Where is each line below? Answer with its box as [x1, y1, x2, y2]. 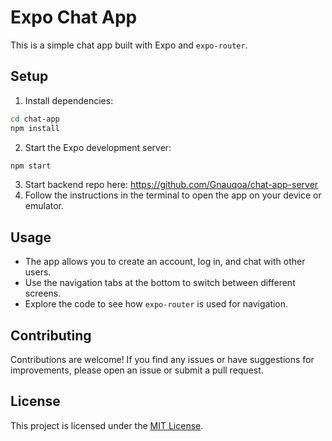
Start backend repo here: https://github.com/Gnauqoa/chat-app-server [24, 179, 319, 191]
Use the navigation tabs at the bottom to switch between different [24, 277, 296, 289]
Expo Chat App [10, 6, 138, 29]
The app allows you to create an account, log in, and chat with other [24, 256, 306, 268]
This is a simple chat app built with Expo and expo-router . [10, 39, 248, 51]
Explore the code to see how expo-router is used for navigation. [24, 298, 289, 310]
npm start [10, 161, 52, 171]
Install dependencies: [24, 94, 114, 106]
